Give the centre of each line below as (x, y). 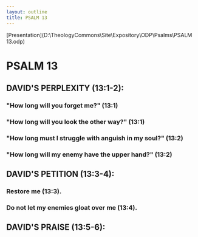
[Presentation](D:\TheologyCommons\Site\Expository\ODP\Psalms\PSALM (99, 35)
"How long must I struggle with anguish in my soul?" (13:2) (95, 138)
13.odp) (16, 41)
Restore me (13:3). (34, 191)
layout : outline (27, 12)
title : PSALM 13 (27, 18)
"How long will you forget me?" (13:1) (62, 105)
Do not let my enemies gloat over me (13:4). (72, 208)
